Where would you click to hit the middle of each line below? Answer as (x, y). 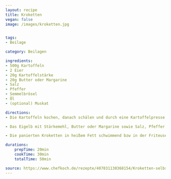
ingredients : (19, 61)
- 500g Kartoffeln (25, 66)
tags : (11, 38)
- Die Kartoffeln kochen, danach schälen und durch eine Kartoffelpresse (85, 117)
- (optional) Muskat (27, 103)
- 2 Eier (15, 70)
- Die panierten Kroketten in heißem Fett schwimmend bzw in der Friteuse (86, 136)
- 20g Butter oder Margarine (36, 80)
